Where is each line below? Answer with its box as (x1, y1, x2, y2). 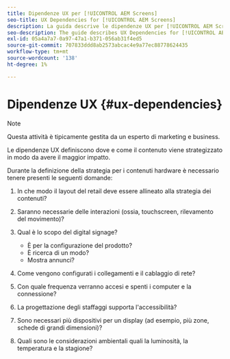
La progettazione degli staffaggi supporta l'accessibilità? (16, 303, 177, 311)
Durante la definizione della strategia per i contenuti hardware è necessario (7, 166, 219, 175)
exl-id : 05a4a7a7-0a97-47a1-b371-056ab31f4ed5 (7, 36, 142, 42)
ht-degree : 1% (7, 61, 48, 68)
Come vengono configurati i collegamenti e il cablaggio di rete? (16, 269, 196, 277)
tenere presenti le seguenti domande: (7, 173, 113, 182)
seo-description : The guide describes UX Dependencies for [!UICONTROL (7, 29, 216, 36)
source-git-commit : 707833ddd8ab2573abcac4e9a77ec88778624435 (7, 42, 188, 49)
